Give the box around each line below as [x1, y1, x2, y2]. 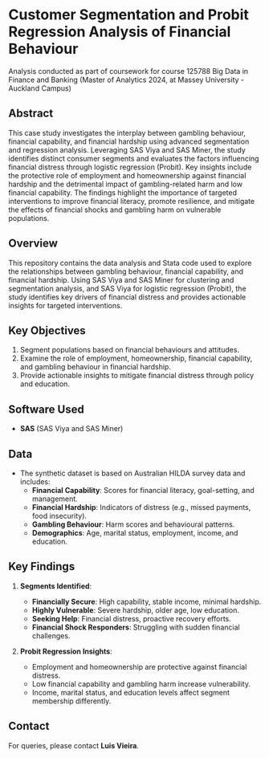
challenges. [31, 630, 71, 640]
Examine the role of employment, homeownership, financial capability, [19, 353, 253, 363]
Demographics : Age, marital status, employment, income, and [31, 528, 238, 537]
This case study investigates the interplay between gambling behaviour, [8, 128, 247, 137]
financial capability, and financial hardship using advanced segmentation [8, 137, 250, 146]
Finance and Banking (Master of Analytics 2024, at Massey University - [8, 75, 245, 84]
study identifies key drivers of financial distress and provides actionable [8, 291, 247, 302]
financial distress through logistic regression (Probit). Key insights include [8, 162, 252, 172]
